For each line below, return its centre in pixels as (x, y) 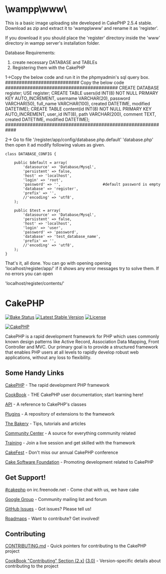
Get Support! (26, 478)
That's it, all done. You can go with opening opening (58, 263)
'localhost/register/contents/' (35, 283)
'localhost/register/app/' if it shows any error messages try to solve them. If (82, 268)
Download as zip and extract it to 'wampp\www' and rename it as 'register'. (82, 28)
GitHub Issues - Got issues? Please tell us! (48, 509)
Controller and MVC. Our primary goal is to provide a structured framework (82, 347)
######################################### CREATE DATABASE (82, 87)
